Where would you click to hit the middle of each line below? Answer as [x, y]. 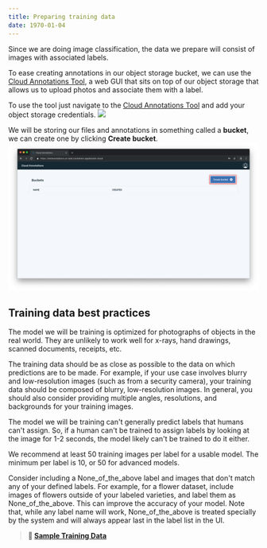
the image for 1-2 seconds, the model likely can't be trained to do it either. [129, 439]
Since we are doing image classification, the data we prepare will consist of [132, 49]
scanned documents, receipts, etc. [65, 349]
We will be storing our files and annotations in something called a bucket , [128, 130]
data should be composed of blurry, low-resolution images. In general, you [130, 390]
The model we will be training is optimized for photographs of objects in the [132, 332]
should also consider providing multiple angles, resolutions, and [112, 398]
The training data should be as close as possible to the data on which [122, 364]
